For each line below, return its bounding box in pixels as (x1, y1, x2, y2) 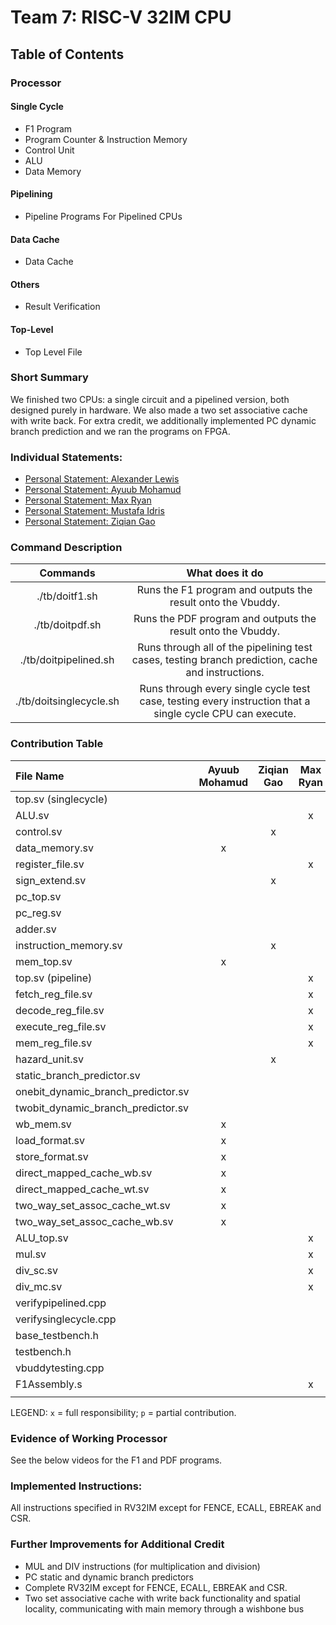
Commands (39, 566, 96, 580)
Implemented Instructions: (10, 1479, 143, 1493)
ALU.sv (15, 808, 50, 822)
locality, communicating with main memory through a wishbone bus (24, 1602, 305, 1615)
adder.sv (15, 922, 57, 936)
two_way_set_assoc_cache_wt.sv (15, 1198, 171, 1212)
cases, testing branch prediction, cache (131, 653, 318, 667)
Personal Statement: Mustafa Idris (24, 505, 165, 517)
